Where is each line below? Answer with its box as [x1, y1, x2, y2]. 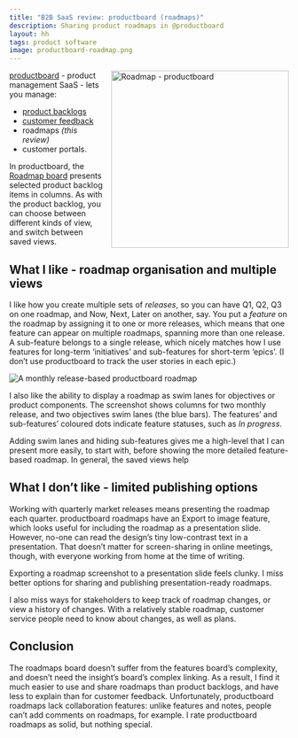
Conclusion [9, 639, 74, 654]
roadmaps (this [21, 125, 78, 136]
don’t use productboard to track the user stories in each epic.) [9, 355, 237, 366]
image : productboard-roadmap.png [9, 46, 133, 55]
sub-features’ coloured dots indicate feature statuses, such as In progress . [9, 418, 282, 429]
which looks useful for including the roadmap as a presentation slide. [9, 522, 262, 532]
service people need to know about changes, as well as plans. [9, 613, 237, 624]
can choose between [9, 208, 87, 219]
